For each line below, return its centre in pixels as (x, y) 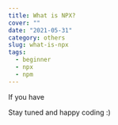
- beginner (33, 60)
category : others (37, 38)
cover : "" (25, 23)
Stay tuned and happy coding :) (59, 112)
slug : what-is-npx (38, 45)
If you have (27, 97)
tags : (17, 52)
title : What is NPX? (42, 15)
